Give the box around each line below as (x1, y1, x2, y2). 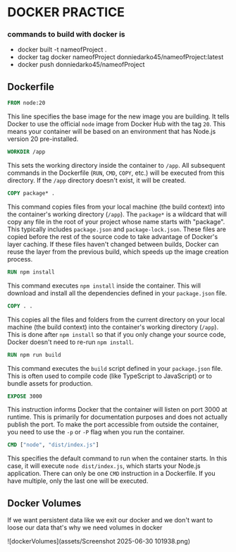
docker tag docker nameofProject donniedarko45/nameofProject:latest (17, 53, 224, 61)
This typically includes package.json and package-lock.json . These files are (7, 225, 227, 233)
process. (7, 254, 33, 263)
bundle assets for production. (7, 379, 93, 388)
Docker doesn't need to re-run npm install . (7, 338, 134, 346)
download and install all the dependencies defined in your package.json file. (7, 288, 228, 297)
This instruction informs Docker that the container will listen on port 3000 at (7, 405, 228, 414)
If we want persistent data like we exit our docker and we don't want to (7, 516, 213, 525)
